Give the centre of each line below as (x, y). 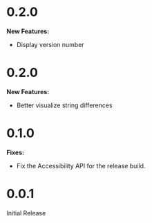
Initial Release (26, 213)
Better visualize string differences (64, 105)
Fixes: (16, 152)
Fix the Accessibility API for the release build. (81, 166)
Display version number (50, 44)
